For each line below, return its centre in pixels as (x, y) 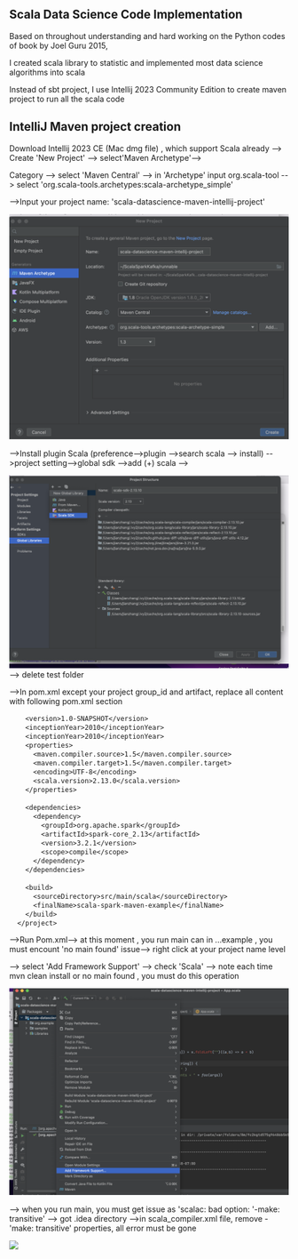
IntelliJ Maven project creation (95, 127)
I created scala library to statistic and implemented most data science (136, 62)
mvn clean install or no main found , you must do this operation (124, 976)
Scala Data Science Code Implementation (126, 15)
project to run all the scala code (67, 99)
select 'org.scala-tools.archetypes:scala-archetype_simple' (125, 184)
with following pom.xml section (66, 702)
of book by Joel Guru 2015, (59, 45)
